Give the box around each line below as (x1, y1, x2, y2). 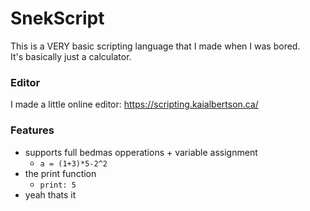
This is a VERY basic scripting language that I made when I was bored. (10, 40, 301, 52)
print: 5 (39, 180, 77, 190)
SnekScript (10, 7, 105, 30)
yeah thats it (24, 188, 77, 201)
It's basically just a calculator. (10, 50, 132, 62)
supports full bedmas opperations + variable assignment (24, 146, 258, 158)
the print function (24, 167, 97, 179)
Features (10, 123, 55, 137)
